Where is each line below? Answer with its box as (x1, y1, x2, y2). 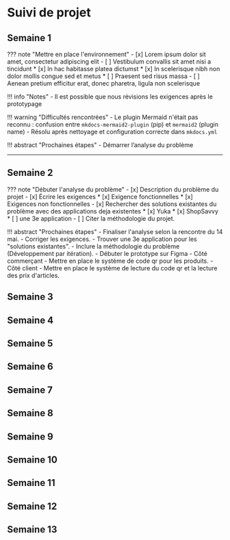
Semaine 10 (7, 454, 58, 465)
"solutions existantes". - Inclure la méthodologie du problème (7, 242, 180, 250)
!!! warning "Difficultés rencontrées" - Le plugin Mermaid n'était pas (7, 113, 199, 121)
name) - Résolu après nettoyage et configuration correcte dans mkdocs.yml (7, 128, 218, 136)
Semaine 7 (7, 384, 53, 396)
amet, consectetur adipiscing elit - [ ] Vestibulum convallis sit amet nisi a (7, 57, 212, 66)
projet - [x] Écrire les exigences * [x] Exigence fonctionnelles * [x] (7, 192, 193, 201)
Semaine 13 (7, 524, 57, 535)
